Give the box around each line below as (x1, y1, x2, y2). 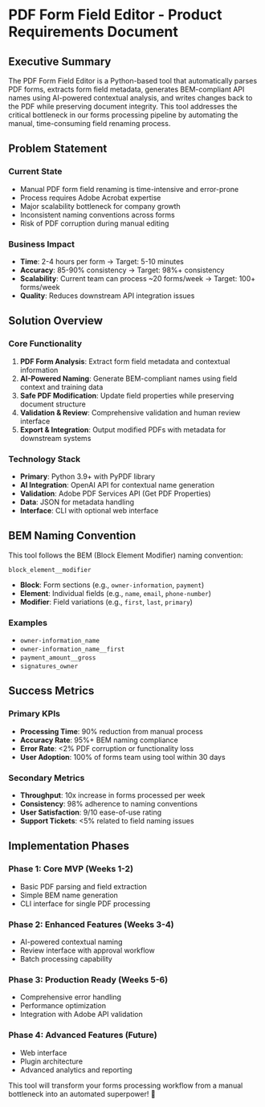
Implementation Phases (8, 839, 130, 853)
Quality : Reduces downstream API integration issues (19, 291, 195, 300)
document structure (19, 399, 86, 409)
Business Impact (8, 239, 75, 250)
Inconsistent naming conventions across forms (19, 210, 175, 219)
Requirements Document (8, 22, 179, 41)
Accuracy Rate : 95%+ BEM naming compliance (19, 735, 179, 745)
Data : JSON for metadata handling (19, 496, 135, 507)
